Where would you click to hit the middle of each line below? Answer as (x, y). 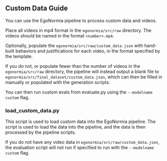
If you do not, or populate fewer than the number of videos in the (73, 66)
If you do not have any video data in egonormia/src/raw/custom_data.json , (82, 142)
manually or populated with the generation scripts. (58, 82)
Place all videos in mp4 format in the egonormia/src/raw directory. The (78, 30)
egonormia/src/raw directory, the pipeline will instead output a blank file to (82, 71)
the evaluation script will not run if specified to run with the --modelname (80, 148)
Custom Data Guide (37, 8)
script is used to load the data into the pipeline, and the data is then (75, 127)
